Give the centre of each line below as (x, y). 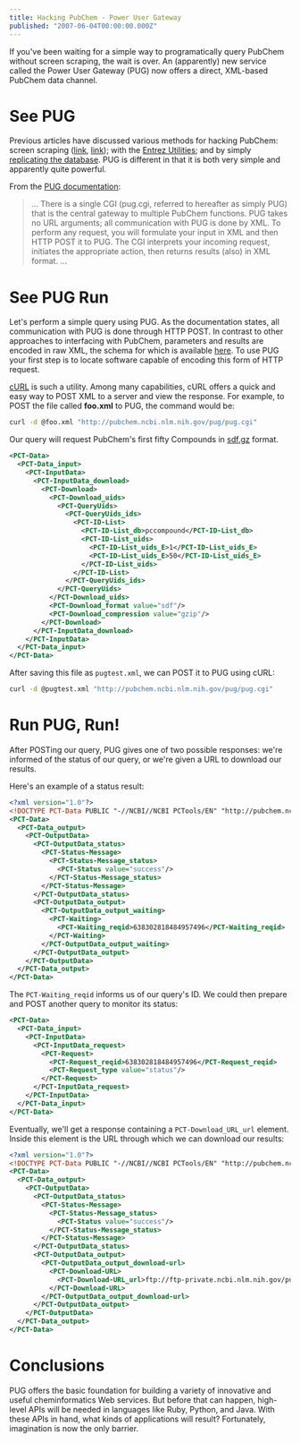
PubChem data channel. (54, 80)
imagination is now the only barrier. (74, 1428)
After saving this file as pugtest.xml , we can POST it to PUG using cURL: (142, 673)
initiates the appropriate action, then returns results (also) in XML (150, 252)
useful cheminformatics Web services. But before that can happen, (133, 1400)
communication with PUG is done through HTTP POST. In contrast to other (146, 331)
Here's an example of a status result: (77, 786)
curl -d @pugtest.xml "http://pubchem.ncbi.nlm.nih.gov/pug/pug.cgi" (142, 689)
